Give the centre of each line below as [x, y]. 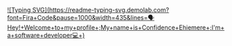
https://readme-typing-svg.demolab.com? [109, 10]
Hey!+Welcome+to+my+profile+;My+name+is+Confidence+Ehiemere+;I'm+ [116, 27]
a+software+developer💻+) [46, 35]
